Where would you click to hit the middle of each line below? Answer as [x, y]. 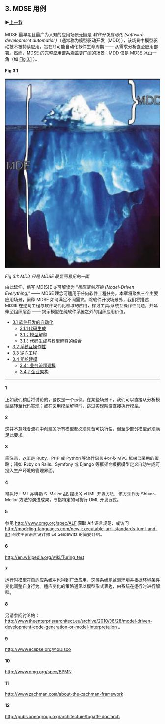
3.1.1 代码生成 [33, 328]
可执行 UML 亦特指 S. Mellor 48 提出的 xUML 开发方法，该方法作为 [73, 494]
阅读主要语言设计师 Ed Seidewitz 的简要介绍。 [58, 534]
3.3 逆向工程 [25, 353]
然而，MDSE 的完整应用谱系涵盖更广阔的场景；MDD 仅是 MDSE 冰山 [83, 53]
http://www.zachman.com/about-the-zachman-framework [64, 694]
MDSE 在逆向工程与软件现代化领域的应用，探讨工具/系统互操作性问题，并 [79, 305]
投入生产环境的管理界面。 [31, 470]
